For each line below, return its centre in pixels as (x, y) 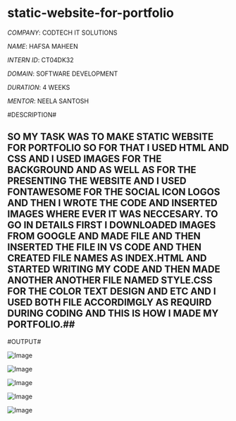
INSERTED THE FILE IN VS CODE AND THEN (105, 248)
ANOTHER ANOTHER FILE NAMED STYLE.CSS (110, 280)
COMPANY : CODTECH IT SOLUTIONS (62, 32)
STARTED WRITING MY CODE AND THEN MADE (114, 269)
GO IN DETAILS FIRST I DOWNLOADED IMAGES (112, 225)
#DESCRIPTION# (32, 114)
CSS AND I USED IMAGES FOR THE (85, 159)
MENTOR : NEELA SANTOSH (48, 101)
